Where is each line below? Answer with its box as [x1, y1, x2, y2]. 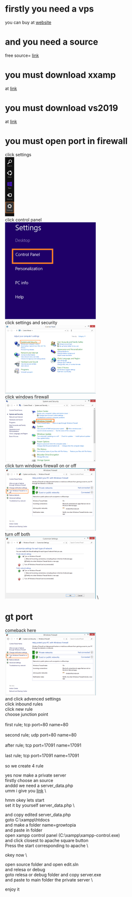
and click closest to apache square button [5, 838, 88, 844]
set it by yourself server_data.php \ [5, 802, 75, 808]
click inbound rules [5, 701, 43, 707]
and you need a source [5, 36, 98, 48]
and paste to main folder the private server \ [5, 877, 93, 883]
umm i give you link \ [5, 788, 46, 794]
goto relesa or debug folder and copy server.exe [5, 872, 102, 878]
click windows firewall [5, 394, 49, 400]
